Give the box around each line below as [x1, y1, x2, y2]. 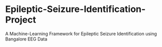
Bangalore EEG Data [5, 36, 48, 42]
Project [5, 14, 36, 25]
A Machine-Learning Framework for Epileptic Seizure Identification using [5, 30, 157, 36]
